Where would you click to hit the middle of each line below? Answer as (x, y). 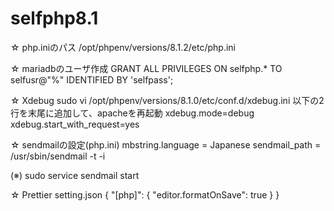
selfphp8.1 (54, 18)
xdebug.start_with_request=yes (75, 124)
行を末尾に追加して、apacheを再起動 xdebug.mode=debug (132, 113)
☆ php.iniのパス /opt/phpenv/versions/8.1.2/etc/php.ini (123, 47)
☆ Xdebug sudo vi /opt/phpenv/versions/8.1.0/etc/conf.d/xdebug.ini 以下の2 (167, 100)
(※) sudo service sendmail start (75, 175)
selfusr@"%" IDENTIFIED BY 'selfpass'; (92, 79)
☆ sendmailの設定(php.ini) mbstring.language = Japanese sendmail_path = (166, 144)
